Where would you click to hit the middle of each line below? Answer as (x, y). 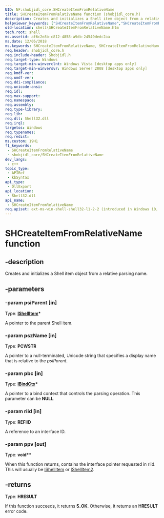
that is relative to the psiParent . (36, 361)
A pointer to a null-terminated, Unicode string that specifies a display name (81, 356)
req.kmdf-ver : (20, 73)
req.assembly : (20, 105)
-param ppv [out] (26, 444)
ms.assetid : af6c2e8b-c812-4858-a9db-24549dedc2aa (58, 37)
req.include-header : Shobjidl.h (38, 55)
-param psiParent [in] (31, 303)
